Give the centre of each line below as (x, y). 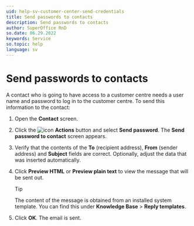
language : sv (22, 50)
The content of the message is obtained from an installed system (93, 200)
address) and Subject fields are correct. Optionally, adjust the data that (101, 153)
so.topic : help (25, 44)
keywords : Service (28, 39)
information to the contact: (38, 107)
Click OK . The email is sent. (48, 218)
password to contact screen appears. (61, 136)
